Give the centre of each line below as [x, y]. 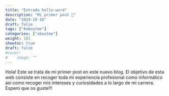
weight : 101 [18, 39]
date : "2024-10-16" [26, 19]
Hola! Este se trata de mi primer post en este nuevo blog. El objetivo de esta [85, 72]
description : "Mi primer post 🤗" [41, 15]
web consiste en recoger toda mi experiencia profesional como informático [84, 78]
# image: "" [21, 57]
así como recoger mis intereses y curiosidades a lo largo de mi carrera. [80, 83]
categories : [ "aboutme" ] [32, 34]
